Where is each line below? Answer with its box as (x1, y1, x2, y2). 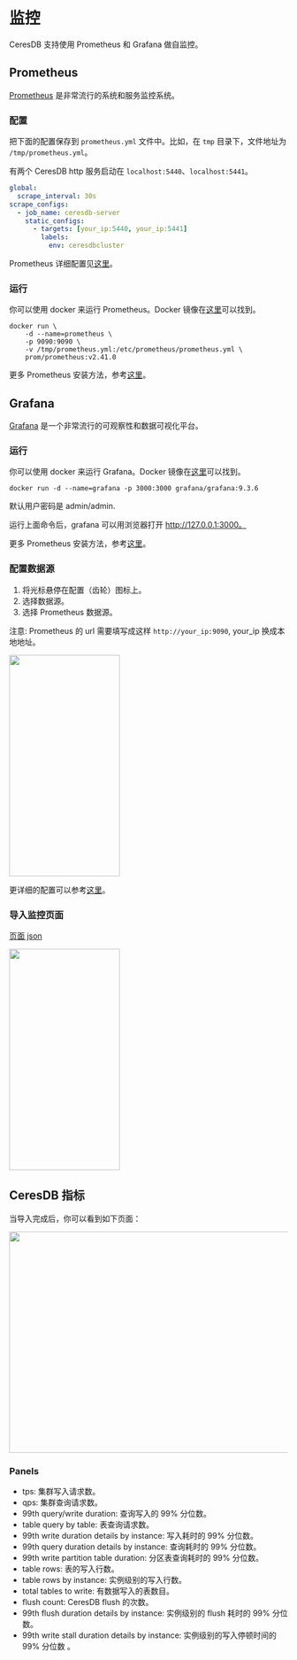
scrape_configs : (9, 200, 69, 209)
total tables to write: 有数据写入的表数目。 (21, 1586, 175, 1596)
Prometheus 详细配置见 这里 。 (9, 259, 118, 269)
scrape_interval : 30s (17, 191, 97, 200)
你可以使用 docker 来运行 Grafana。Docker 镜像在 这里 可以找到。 (9, 467, 246, 477)
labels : (41, 233, 69, 242)
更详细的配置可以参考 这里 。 (9, 884, 110, 895)
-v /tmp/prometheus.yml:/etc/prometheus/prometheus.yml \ (25, 345, 243, 354)
